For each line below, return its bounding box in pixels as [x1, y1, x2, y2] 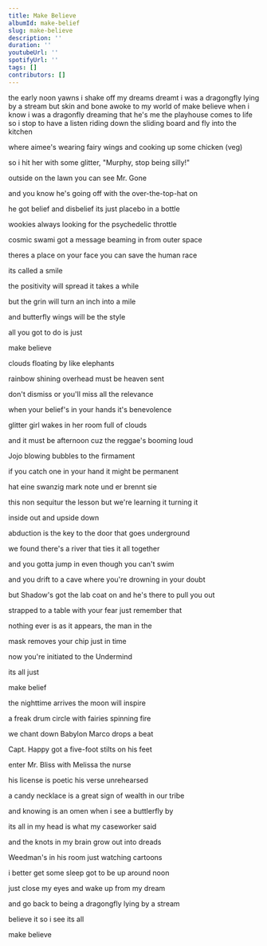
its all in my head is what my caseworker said [8, 822, 157, 831]
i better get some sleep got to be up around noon [8, 868, 170, 877]
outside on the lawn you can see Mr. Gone [8, 173, 147, 183]
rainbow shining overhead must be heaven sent [8, 374, 165, 383]
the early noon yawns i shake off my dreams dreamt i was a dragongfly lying [8, 92, 260, 102]
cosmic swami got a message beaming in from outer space [8, 234, 202, 244]
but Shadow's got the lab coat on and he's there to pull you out [8, 590, 215, 599]
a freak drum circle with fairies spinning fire [8, 713, 151, 723]
